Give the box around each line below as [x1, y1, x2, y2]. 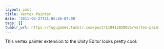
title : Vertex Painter [5, 12, 51, 16]
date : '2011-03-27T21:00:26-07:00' [5, 16, 78, 21]
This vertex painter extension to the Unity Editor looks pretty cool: [5, 38, 138, 44]
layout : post [5, 7, 32, 12]
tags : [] [5, 20, 23, 26]
